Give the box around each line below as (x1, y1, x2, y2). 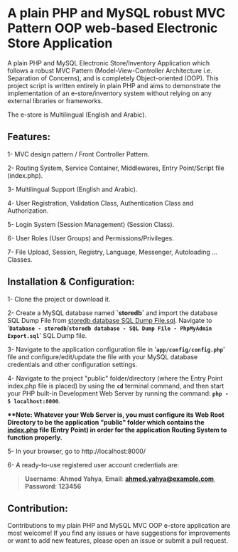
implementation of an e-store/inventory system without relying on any (7, 89, 212, 97)
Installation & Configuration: (7, 276, 135, 288)
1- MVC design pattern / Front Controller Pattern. (7, 149, 150, 158)
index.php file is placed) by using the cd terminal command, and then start (7, 381, 225, 390)
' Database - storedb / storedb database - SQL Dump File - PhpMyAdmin (7, 324, 212, 332)
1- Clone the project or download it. (7, 294, 111, 303)
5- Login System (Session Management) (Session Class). (7, 220, 175, 228)
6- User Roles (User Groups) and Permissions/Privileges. (7, 233, 174, 243)
